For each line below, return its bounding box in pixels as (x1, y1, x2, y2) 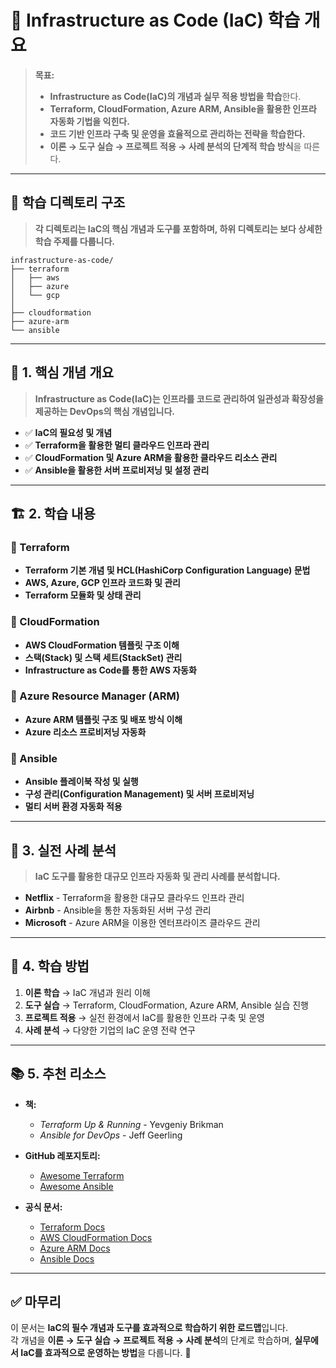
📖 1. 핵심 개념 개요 (10, 364, 115, 381)
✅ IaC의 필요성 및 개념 (24, 426, 113, 438)
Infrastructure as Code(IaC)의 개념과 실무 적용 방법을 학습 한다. (49, 90, 302, 102)
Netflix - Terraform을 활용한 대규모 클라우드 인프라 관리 (24, 891, 245, 903)
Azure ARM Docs (39, 1242, 111, 1254)
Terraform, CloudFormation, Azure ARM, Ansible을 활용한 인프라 (49, 102, 317, 115)
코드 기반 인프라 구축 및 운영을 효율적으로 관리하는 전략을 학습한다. (49, 127, 306, 140)
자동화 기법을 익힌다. (49, 115, 130, 127)
